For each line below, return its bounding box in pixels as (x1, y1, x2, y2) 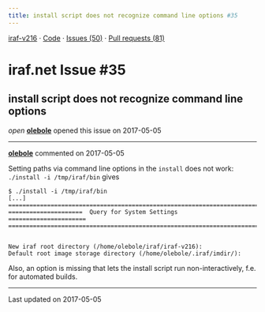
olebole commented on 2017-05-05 (8, 148, 125, 158)
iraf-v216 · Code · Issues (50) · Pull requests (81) (8, 33, 166, 43)
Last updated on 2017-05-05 (8, 294, 102, 304)
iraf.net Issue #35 (8, 61, 126, 79)
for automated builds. (8, 272, 78, 281)
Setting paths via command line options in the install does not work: (8, 164, 234, 173)
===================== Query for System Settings (8, 208, 178, 216)
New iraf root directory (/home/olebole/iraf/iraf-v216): (8, 242, 203, 250)
